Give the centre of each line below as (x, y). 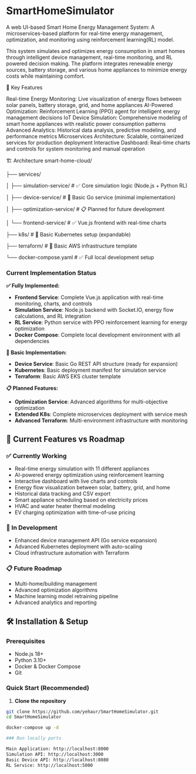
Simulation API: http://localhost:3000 (55, 754)
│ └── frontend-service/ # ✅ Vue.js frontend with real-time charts (86, 222)
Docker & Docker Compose (48, 666)
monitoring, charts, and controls (53, 303)
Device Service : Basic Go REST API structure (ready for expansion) (96, 364)
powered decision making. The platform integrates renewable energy (89, 64)
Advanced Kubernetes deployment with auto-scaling (78, 547)
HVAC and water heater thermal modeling (65, 506)
